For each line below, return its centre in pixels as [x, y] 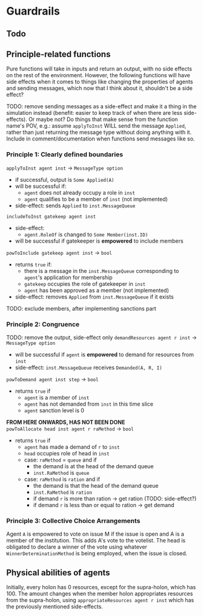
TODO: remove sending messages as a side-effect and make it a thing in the [101, 106]
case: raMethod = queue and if [60, 460]
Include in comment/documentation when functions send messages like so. [101, 139]
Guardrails [33, 11]
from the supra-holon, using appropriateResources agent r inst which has [100, 600]
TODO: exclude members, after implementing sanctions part [81, 308]
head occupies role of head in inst [67, 453]
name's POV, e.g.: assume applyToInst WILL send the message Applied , [96, 126]
